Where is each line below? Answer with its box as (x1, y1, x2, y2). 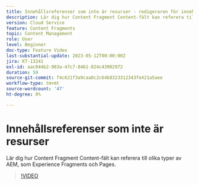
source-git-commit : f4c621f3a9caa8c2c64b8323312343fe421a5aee (6, 75, 163, 81)
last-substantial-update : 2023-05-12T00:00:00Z (6, 53, 126, 59)
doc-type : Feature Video (6, 47, 68, 53)
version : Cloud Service (6, 20, 65, 25)
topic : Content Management (6, 31, 73, 37)
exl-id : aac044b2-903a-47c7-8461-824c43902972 (6, 63, 123, 70)
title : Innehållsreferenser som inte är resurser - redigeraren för (6, 8, 179, 15)
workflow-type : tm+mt (6, 81, 60, 87)
